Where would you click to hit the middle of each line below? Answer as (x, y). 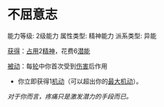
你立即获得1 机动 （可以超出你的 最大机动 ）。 (80, 81)
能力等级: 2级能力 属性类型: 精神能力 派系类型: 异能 (82, 36)
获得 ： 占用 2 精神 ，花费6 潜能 (49, 51)
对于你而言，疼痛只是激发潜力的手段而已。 (70, 96)
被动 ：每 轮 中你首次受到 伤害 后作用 (57, 66)
